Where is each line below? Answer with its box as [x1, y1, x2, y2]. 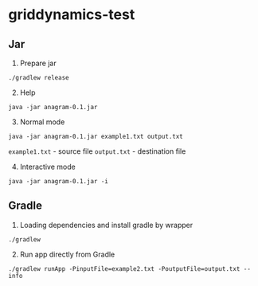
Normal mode [19, 117, 65, 127]
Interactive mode [19, 162, 76, 171]
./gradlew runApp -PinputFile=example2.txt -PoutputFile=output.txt [8, 264, 240, 272]
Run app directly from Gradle [19, 249, 115, 259]
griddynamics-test [8, 6, 135, 24]
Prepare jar [19, 58, 57, 68]
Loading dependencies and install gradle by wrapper [19, 220, 193, 229]
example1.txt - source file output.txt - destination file [8, 147, 186, 156]
